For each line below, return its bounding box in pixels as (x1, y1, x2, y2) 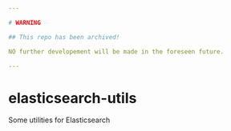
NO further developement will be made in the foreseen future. (8, 47, 225, 56)
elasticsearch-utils (8, 89, 137, 107)
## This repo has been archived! (8, 33, 120, 41)
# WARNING (8, 18, 42, 26)
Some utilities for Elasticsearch (8, 115, 111, 125)
